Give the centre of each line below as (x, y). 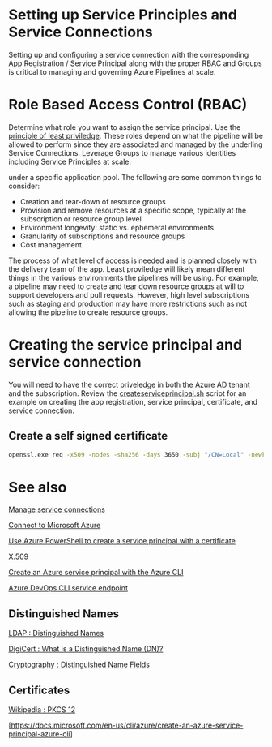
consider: (24, 186)
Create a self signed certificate (88, 436)
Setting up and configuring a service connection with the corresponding (129, 54)
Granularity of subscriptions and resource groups (102, 236)
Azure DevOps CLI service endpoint (68, 588)
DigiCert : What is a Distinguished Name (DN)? (86, 649)
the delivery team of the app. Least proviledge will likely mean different (127, 268)
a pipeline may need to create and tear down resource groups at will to (126, 286)
